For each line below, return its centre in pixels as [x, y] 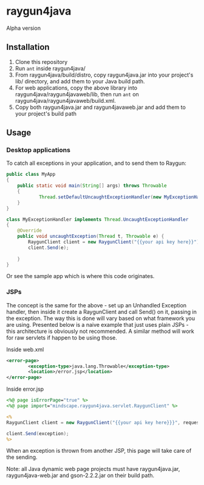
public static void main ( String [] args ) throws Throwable [92, 186]
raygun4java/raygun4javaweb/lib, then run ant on [77, 94]
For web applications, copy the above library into [76, 88]
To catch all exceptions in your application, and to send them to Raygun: [96, 163]
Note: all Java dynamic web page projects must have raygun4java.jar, [93, 469]
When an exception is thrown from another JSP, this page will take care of [99, 451]
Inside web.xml [25, 349]
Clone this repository [41, 61]
